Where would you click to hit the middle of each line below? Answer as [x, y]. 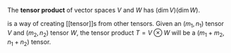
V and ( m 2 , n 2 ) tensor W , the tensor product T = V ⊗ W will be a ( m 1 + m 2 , [116, 33]
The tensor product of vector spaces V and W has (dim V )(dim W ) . [104, 10]
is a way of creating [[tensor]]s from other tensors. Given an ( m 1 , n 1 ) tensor [115, 24]
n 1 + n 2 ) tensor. [29, 43]
